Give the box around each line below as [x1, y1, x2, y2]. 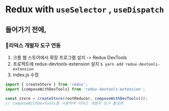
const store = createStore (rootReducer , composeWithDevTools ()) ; [5, 96, 147, 101]
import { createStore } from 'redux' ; [5, 82, 88, 87]
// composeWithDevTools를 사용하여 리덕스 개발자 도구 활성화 [5, 101, 124, 106]
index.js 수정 [12, 72, 39, 78]
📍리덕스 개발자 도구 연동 [5, 42, 61, 49]
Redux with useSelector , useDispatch [5, 4, 164, 15]
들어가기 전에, [5, 25, 47, 34]
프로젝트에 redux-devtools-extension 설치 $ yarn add [12, 60, 124, 67]
